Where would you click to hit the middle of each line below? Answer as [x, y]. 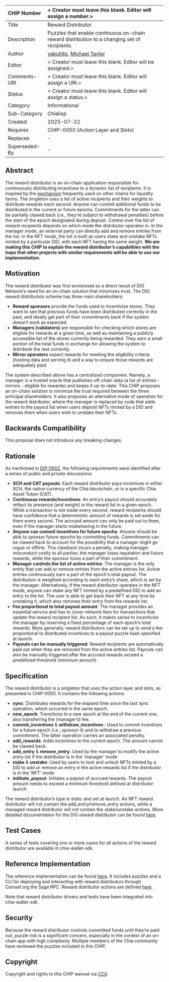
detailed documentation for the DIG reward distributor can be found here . [81, 815]
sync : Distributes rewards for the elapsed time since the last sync [80, 703]
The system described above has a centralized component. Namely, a [77, 375]
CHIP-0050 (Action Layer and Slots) [91, 130]
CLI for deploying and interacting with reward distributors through [73, 881]
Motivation [23, 273]
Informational [63, 105]
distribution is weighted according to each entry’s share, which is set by [87, 580]
